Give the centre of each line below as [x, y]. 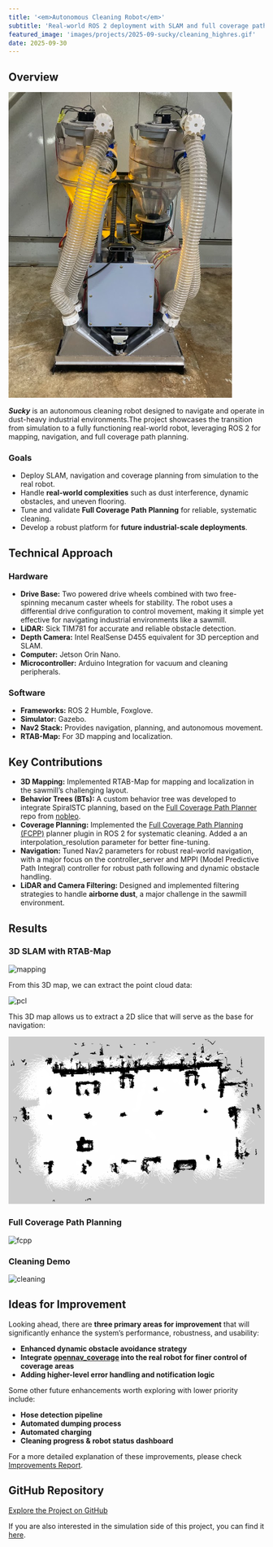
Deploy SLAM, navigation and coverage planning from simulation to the [139, 475]
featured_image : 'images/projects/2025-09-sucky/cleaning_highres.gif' [132, 34]
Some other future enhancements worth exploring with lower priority [123, 1390]
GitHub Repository [56, 1490]
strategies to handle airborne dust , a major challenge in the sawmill [133, 894]
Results [28, 928]
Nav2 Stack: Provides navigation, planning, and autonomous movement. [141, 728]
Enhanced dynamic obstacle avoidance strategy [104, 1348]
